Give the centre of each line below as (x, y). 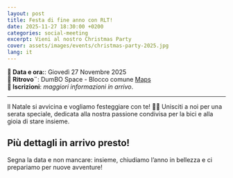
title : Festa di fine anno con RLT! (60, 20)
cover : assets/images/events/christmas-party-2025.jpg (88, 46)
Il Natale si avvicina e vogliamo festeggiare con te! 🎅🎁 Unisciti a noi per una (115, 106)
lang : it (20, 53)
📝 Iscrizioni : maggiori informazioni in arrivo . (70, 87)
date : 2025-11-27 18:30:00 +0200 (55, 26)
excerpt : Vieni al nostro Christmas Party (69, 39)
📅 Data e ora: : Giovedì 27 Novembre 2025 (67, 72)
